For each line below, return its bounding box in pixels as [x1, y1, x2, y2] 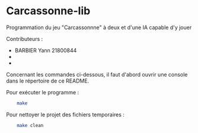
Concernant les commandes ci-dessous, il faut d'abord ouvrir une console [6, 71, 188, 78]
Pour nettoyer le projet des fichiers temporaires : [6, 111, 124, 118]
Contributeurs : [6, 35, 43, 42]
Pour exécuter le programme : [6, 88, 79, 96]
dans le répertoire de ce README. [6, 77, 90, 84]
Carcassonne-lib [6, 4, 91, 18]
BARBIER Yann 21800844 [14, 46, 77, 54]
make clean [17, 122, 44, 128]
